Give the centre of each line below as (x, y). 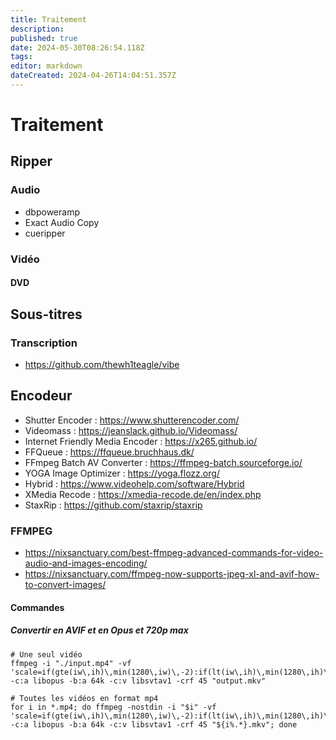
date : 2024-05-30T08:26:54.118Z (77, 47)
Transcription (44, 343)
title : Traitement (48, 19)
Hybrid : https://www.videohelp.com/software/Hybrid (134, 483)
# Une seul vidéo (46, 654)
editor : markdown (46, 66)
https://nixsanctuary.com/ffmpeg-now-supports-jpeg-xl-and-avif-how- (172, 574)
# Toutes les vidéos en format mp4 (84, 698)
